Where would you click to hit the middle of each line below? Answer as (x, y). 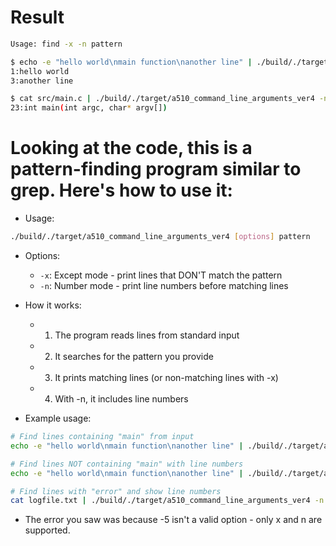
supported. (47, 530)
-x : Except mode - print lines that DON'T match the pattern (161, 275)
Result (37, 17)
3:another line (42, 81)
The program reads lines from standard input (147, 335)
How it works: (53, 305)
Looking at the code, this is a (131, 148)
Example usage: (58, 418)
